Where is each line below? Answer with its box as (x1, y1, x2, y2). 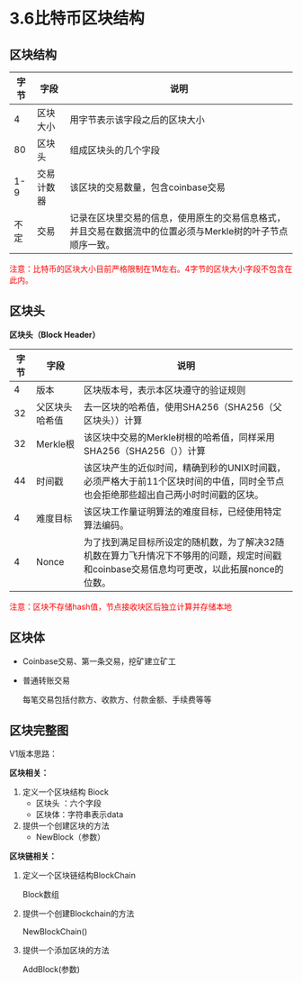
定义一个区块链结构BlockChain (22, 870, 137, 881)
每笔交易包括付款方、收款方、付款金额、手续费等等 (22, 694, 212, 705)
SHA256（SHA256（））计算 (84, 444, 206, 457)
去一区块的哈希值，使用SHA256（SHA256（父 (84, 400, 282, 413)
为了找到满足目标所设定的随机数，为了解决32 (84, 535, 276, 548)
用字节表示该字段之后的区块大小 (69, 114, 205, 126)
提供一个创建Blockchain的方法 (22, 908, 135, 919)
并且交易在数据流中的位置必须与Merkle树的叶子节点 (69, 225, 289, 237)
